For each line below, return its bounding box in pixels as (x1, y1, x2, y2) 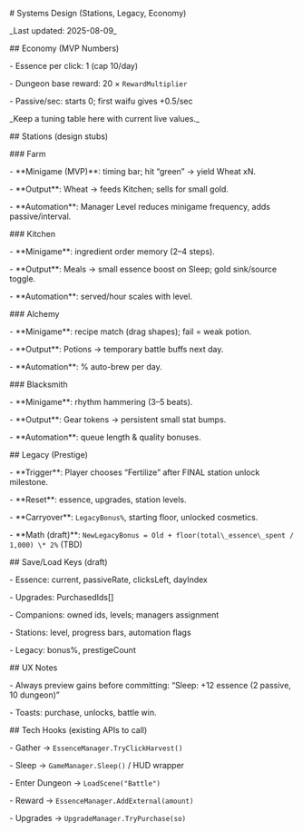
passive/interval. (9, 211, 72, 222)
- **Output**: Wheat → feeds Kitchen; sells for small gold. (9, 183, 230, 194)
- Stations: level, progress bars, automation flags (9, 627, 192, 638)
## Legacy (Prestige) (9, 450, 89, 460)
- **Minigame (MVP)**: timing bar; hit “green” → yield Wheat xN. (9, 166, 257, 176)
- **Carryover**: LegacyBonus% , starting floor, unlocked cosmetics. (9, 512, 259, 522)
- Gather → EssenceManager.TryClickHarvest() (9, 742, 183, 753)
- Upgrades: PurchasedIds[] (9, 592, 114, 602)
